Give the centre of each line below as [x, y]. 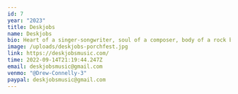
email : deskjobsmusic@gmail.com [55, 66]
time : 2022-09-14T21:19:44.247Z [55, 60]
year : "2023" [27, 20]
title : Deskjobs [31, 27]
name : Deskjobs [30, 34]
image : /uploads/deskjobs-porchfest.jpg [68, 47]
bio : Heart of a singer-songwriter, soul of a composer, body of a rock [117, 40]
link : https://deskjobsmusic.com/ [58, 54]
